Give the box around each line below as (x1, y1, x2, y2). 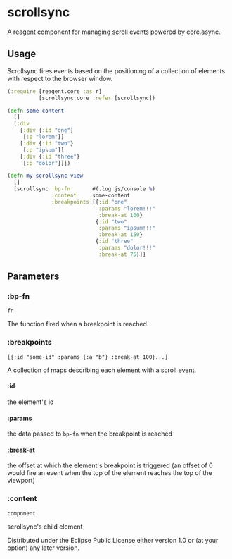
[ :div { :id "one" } (20, 127, 74, 134)
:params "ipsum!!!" (98, 225, 156, 232)
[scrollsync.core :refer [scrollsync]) (38, 94, 156, 102)
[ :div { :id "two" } (20, 140, 74, 147)
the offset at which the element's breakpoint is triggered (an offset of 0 (7, 461, 213, 469)
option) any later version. (7, 543, 79, 552)
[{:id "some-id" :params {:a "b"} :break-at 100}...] (7, 353, 169, 360)
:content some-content (51, 192, 131, 199)
